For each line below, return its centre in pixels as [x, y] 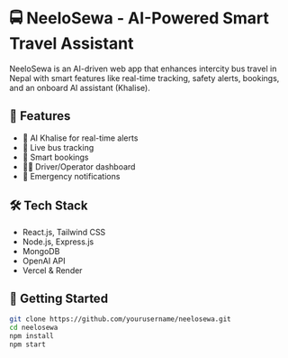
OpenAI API [44, 261]
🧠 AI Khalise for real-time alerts [80, 138]
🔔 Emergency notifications [71, 176]
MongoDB [41, 251]
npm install [31, 336]
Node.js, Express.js [58, 242]
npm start [28, 344]
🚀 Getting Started [59, 298]
